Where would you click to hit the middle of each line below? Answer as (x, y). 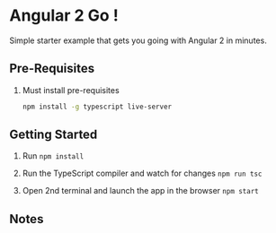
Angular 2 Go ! (64, 16)
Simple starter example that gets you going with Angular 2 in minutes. (138, 40)
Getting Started (53, 135)
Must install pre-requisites (71, 90)
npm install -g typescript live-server (97, 107)
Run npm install (53, 156)
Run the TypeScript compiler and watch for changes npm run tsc (142, 173)
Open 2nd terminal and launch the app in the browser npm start (140, 191)
